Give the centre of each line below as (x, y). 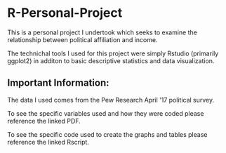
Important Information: (59, 83)
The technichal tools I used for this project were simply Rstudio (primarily (113, 53)
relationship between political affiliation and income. (82, 39)
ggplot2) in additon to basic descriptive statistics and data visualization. (111, 60)
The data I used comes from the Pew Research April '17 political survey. (111, 100)
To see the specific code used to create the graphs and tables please (107, 134)
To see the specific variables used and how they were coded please (106, 113)
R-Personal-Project (65, 13)
